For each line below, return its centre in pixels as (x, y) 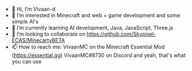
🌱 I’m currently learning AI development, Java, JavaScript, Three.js (92, 28)
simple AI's (25, 21)
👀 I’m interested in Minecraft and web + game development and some (96, 15)
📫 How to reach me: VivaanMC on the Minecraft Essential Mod (88, 47)
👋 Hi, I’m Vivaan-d (33, 9)
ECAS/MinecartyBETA (38, 40)
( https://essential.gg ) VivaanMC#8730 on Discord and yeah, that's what (99, 55)
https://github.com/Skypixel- (122, 34)
